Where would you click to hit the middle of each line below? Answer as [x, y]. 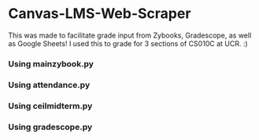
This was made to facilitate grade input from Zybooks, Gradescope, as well [130, 35]
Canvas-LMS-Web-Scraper [100, 14]
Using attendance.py [49, 84]
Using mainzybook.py [51, 63]
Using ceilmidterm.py [50, 106]
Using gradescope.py [50, 127]
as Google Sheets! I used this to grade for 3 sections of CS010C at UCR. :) [128, 43]
